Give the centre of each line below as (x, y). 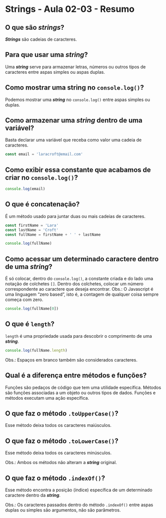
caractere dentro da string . (33, 495)
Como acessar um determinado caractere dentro (82, 259)
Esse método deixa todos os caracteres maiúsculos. (58, 425)
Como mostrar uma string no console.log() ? (75, 88)
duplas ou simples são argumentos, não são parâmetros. (63, 510)
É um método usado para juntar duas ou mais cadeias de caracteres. (75, 216)
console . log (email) (25, 189)
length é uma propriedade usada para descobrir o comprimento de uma (79, 336)
